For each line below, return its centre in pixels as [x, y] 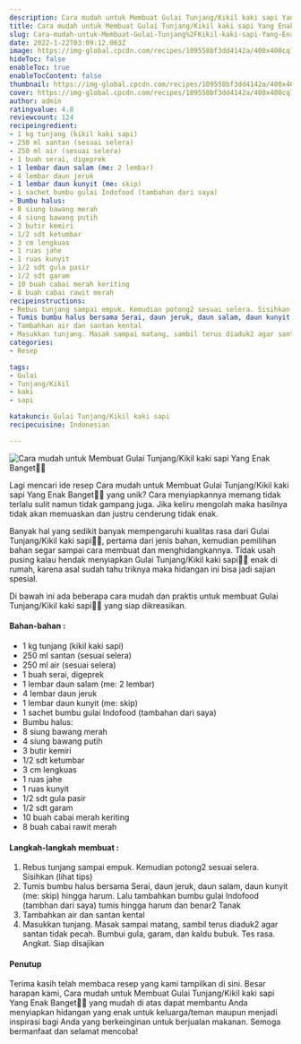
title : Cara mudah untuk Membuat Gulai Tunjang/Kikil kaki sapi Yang [142, 26]
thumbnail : [30, 84]
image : [21, 51]
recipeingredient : [43, 126]
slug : [19, 34]
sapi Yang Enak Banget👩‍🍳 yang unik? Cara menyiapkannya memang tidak [145, 495]
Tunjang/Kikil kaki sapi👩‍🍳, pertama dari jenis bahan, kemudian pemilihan [143, 540]
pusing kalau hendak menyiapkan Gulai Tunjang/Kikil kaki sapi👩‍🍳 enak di [143, 559]
